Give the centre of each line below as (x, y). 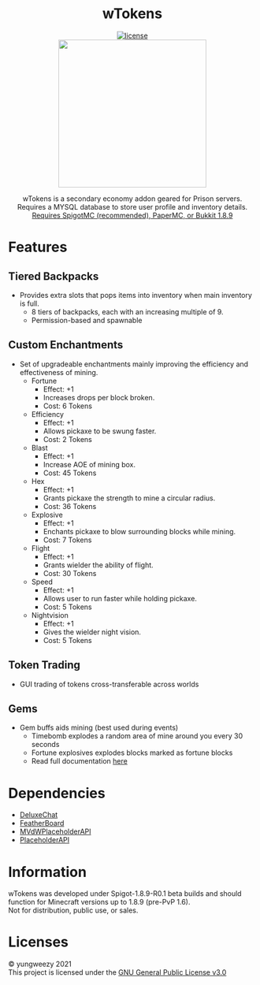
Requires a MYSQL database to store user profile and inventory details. (132, 206)
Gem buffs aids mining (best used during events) (99, 728)
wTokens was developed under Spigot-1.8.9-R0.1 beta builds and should (125, 894)
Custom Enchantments (66, 345)
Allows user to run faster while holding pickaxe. (120, 598)
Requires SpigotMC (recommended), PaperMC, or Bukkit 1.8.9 (132, 215)
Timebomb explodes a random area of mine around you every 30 (137, 736)
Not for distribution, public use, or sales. (73, 910)
